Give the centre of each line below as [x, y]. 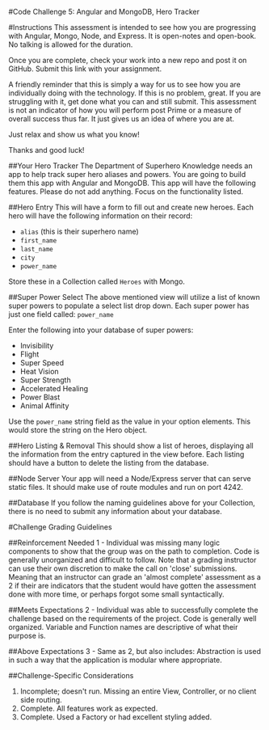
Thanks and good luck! [46, 150]
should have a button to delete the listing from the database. [109, 463]
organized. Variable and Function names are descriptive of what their [123, 627]
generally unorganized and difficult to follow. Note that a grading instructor [132, 560]
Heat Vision [39, 371]
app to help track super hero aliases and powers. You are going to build [127, 174]
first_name [38, 241]
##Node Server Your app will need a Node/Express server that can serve [130, 479]
